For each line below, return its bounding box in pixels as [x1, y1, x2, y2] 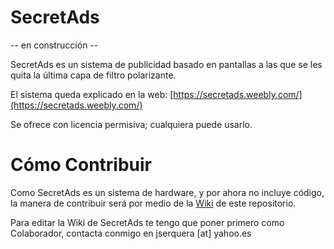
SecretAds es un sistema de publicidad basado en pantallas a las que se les [10, 58, 323, 70]
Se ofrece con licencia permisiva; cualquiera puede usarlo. [10, 118, 253, 130]
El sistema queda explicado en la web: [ [10, 88, 174, 100]
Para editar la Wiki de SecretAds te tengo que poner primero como [10, 216, 285, 228]
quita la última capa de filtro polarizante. [10, 69, 177, 81]
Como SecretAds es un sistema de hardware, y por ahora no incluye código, [10, 186, 325, 198]
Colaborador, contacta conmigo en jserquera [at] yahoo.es [10, 227, 252, 239]
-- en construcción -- [10, 39, 99, 51]
